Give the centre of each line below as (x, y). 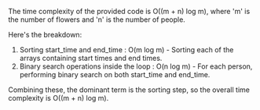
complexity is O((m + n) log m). (59, 98)
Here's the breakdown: (45, 35)
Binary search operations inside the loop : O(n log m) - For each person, (136, 66)
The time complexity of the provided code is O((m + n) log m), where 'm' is (129, 11)
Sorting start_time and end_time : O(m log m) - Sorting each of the (126, 50)
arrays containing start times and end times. (91, 58)
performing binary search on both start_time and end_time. (115, 75)
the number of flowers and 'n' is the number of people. (97, 20)
